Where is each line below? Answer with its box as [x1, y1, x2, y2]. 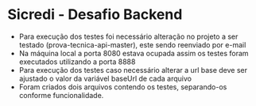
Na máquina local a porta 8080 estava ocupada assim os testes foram [18, 48, 249, 58]
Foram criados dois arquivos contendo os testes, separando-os [18, 81, 227, 92]
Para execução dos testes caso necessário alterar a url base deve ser [18, 65, 248, 74]
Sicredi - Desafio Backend [7, 6, 183, 24]
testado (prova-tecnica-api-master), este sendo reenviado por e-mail [18, 40, 246, 49]
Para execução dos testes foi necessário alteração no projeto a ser [18, 32, 239, 41]
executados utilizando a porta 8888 [18, 57, 136, 66]
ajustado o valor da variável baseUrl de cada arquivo [18, 74, 192, 83]
